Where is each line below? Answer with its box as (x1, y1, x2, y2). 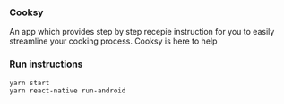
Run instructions (9, 58, 83, 70)
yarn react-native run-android (9, 86, 126, 95)
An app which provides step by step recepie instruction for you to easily (9, 27, 275, 37)
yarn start (9, 78, 50, 87)
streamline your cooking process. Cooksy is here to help (9, 36, 218, 46)
